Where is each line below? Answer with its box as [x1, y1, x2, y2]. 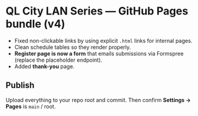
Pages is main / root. [5, 103, 56, 110]
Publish [5, 80, 35, 91]
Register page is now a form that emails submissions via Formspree [14, 50, 184, 57]
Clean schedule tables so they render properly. [14, 43, 131, 51]
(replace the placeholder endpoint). [14, 56, 103, 63]
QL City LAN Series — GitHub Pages [5, 4, 188, 18]
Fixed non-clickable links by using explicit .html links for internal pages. [14, 37, 193, 44]
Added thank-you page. [14, 62, 75, 70]
